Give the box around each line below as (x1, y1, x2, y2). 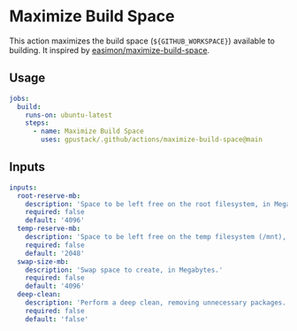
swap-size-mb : (17, 257, 69, 266)
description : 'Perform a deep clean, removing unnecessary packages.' (25, 298, 291, 307)
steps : (25, 119, 49, 127)
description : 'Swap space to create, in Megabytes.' (25, 266, 224, 274)
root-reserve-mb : (17, 191, 81, 200)
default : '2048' (25, 249, 86, 258)
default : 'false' (25, 314, 89, 324)
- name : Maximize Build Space (32, 127, 144, 136)
